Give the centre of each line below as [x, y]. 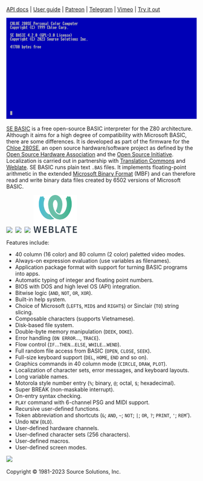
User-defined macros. [43, 441]
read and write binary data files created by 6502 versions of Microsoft [94, 180]
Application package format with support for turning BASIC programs [101, 267]
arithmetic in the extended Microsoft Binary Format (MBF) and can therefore [101, 174]
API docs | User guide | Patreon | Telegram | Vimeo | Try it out [83, 9]
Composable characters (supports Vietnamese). [75, 319]
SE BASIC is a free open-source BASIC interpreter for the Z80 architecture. [99, 129]
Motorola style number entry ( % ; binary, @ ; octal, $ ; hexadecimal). [95, 383]
